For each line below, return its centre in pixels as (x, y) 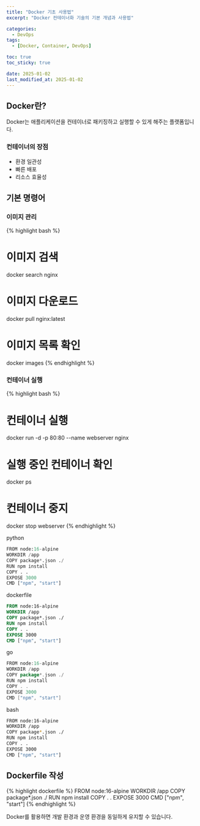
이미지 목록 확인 (43, 346)
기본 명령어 (26, 198)
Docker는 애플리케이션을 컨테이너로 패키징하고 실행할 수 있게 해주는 (87, 122)
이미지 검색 (32, 257)
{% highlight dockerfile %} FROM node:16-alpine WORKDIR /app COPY (96, 791)
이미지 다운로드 (42, 302)
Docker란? (27, 106)
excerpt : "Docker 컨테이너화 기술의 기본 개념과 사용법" (70, 18)
